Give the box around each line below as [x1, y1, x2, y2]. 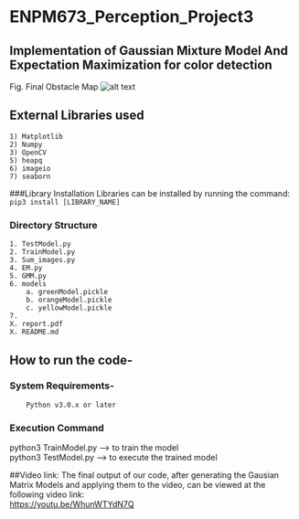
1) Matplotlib [9, 132, 64, 141]
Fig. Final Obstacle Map [9, 81, 99, 92]
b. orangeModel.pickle [26, 295, 112, 305]
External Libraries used [9, 108, 144, 123]
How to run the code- [9, 352, 133, 367]
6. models [9, 280, 48, 289]
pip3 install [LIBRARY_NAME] [9, 197, 121, 207]
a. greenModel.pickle [26, 288, 108, 297]
